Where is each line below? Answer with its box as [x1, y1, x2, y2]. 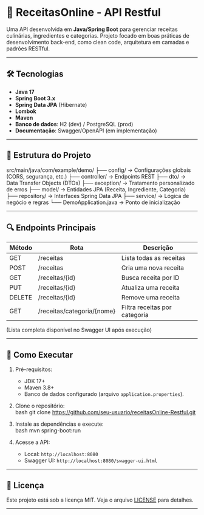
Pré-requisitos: [15, 366, 53, 373]
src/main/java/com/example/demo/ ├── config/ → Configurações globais [6, 166, 191, 174]
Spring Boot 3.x [15, 94, 56, 102]
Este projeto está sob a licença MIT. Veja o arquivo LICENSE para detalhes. [6, 496, 194, 503]
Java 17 [15, 88, 35, 95]
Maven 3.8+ [24, 384, 55, 391]
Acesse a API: [15, 438, 50, 446]
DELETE [9, 293, 32, 302]
